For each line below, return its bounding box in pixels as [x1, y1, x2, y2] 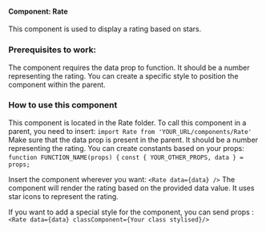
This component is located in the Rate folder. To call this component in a [8, 117, 247, 128]
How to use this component [8, 100, 118, 111]
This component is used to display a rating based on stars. [8, 24, 202, 34]
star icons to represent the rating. [8, 191, 119, 201]
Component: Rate [8, 6, 68, 16]
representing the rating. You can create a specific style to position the [8, 71, 239, 80]
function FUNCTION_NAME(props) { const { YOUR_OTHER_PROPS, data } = [8, 153, 244, 161]
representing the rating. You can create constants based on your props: [8, 143, 244, 153]
